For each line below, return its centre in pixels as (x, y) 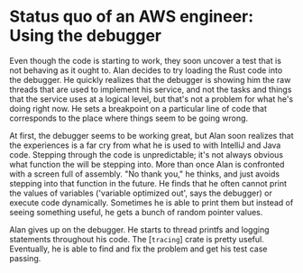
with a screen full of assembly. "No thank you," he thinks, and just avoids (145, 174)
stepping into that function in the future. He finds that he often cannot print (148, 183)
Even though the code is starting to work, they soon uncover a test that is (146, 60)
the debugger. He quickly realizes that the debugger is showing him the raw (150, 79)
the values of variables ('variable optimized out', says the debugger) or (141, 193)
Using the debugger (86, 36)
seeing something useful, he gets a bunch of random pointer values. (136, 212)
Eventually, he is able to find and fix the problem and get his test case (138, 249)
